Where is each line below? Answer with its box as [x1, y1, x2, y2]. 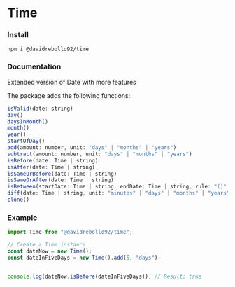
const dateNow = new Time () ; [7, 247, 92, 255]
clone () [7, 196, 30, 204]
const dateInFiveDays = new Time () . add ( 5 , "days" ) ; [7, 254, 161, 261]
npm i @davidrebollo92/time [7, 45, 90, 53]
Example [7, 212, 38, 222]
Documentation [7, 62, 62, 71]
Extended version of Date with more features [7, 78, 136, 86]
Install [7, 30, 29, 40]
